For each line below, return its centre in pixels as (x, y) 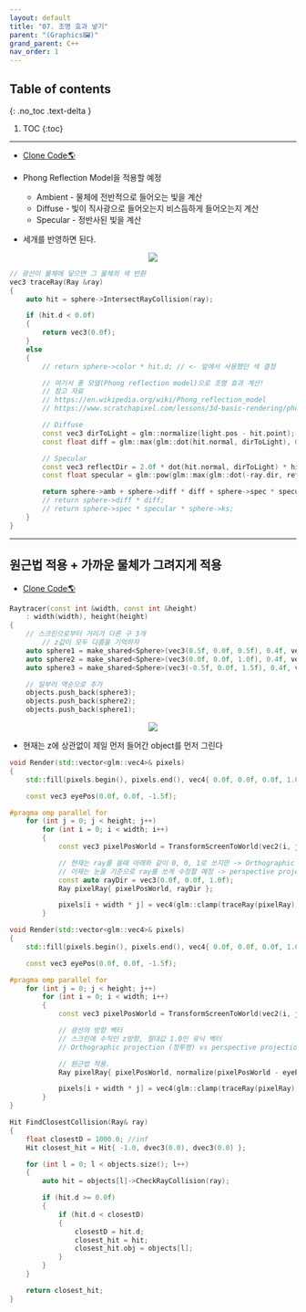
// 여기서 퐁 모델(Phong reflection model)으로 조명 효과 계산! (153, 383)
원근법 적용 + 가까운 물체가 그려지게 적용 (116, 566)
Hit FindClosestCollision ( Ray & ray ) (79, 1122)
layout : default (40, 18)
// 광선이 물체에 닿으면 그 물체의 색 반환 (78, 273)
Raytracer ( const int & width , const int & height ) (103, 608)
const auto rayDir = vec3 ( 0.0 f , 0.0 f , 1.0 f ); (146, 880)
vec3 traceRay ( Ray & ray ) (56, 282)
